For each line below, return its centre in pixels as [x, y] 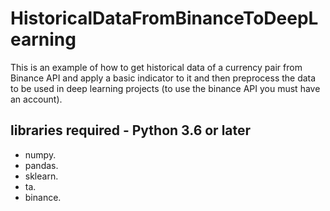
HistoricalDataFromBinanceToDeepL [164, 18]
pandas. [41, 165]
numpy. [40, 154]
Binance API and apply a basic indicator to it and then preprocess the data [163, 78]
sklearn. [41, 176]
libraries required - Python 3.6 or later [131, 130]
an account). [36, 99]
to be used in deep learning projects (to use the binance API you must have [165, 88]
